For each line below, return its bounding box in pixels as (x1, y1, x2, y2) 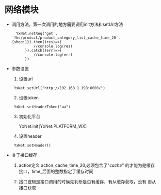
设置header (18, 133, 42, 139)
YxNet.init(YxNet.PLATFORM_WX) (18, 123, 87, 129)
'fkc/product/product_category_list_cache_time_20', (11, 35, 121, 40)
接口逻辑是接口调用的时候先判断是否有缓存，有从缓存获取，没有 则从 (18, 179, 156, 184)
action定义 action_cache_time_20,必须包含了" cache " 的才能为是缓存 (18, 162, 155, 168)
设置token (18, 95, 39, 100)
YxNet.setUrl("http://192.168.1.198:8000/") (14, 85, 105, 90)
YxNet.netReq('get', (16, 31, 58, 36)
